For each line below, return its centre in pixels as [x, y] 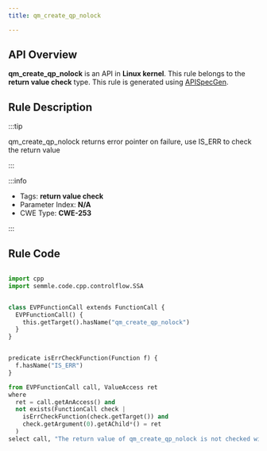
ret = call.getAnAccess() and [65, 402]
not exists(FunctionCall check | [71, 410]
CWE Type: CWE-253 [56, 213]
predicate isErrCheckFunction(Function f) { [83, 358]
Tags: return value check [62, 196]
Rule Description [50, 107]
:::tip [15, 126]
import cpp [26, 279]
